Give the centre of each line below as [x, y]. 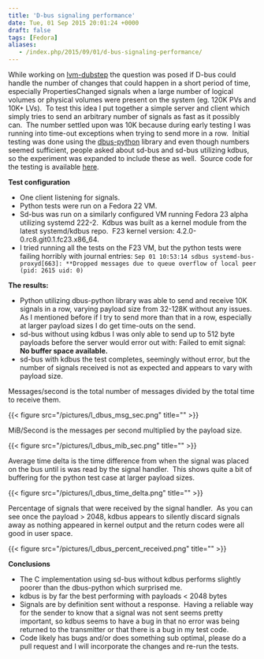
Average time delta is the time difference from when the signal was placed [129, 461]
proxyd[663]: [41, 264]
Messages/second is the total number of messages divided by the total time [131, 391]
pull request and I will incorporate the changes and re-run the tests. [129, 646]
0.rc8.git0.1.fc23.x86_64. [59, 239]
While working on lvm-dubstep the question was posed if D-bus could [122, 75]
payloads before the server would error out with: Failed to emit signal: [132, 343]
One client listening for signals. [70, 197]
